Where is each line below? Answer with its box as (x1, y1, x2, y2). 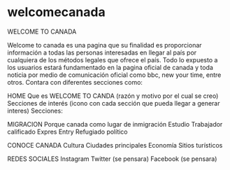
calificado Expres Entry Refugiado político (7, 127, 128, 136)
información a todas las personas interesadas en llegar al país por (7, 48, 197, 57)
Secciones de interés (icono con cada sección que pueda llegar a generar (7, 99, 220, 107)
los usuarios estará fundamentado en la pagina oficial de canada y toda (7, 63, 213, 71)
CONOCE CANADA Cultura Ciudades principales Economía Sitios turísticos (7, 141, 223, 149)
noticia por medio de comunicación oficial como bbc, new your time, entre (7, 71, 222, 79)
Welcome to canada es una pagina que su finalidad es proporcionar (7, 41, 202, 49)
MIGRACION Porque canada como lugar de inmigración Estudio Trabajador (7, 120, 223, 128)
